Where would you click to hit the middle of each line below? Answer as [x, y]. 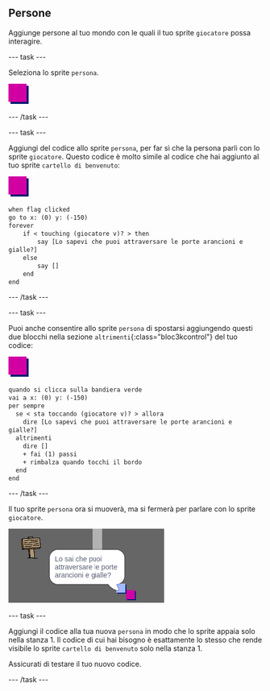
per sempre [27, 406]
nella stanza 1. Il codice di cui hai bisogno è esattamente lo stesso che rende [135, 639]
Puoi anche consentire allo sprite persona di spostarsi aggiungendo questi [131, 328]
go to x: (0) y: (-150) [48, 217]
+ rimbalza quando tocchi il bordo [83, 462]
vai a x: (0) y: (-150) [48, 398]
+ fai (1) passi [50, 454]
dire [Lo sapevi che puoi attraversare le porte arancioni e [127, 422]
